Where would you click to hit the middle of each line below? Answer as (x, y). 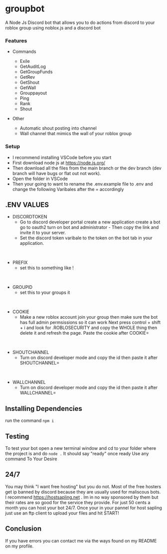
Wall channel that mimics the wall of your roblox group (76, 134)
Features (16, 40)
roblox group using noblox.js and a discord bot (53, 27)
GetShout (30, 82)
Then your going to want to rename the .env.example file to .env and (83, 184)
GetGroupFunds (36, 72)
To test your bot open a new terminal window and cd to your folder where (81, 448)
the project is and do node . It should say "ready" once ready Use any (77, 453)
